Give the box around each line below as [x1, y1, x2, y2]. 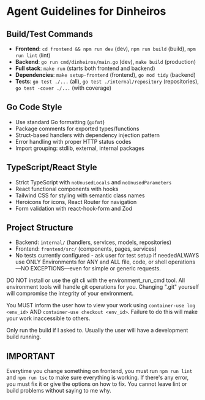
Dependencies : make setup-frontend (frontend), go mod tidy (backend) [15, 71, 196, 78]
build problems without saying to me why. [6, 387, 111, 394]
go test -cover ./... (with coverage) [15, 84, 112, 92]
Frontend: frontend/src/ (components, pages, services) [15, 245, 157, 253]
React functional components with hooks [15, 185, 119, 192]
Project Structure [6, 222, 73, 233]
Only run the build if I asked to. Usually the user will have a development [6, 327, 188, 334]
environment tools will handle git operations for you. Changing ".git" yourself [6, 283, 199, 291]
